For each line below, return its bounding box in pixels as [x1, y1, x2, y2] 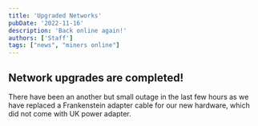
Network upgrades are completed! [8, 71, 184, 85]
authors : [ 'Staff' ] [8, 33, 74, 42]
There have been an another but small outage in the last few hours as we [8, 92, 249, 101]
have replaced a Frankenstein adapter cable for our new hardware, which [8, 100, 250, 110]
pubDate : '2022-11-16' [8, 19, 84, 27]
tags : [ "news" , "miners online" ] [8, 41, 120, 49]
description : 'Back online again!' [8, 26, 127, 34]
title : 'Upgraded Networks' [8, 11, 103, 20]
